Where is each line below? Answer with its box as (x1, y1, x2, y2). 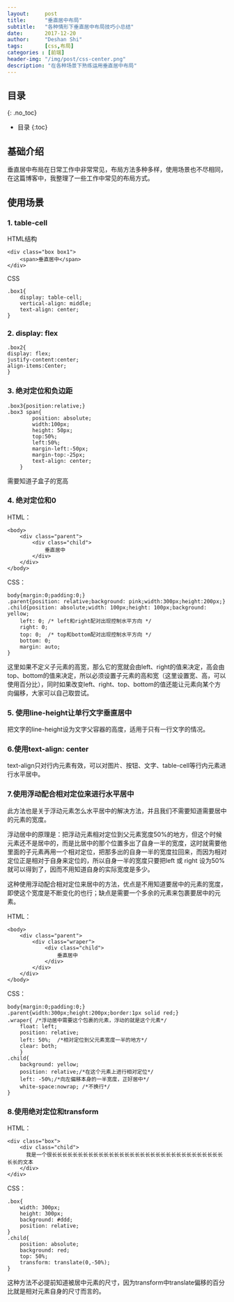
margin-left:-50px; (32, 445, 89, 452)
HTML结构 (7, 235, 38, 243)
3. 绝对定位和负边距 (7, 386, 73, 396)
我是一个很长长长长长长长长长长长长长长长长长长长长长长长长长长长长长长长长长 (25, 1151, 223, 1159)
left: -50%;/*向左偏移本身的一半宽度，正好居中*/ (19, 1076, 150, 1083)
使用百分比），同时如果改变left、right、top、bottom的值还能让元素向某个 (7, 680, 215, 688)
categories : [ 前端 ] (7, 50, 65, 57)
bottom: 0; (19, 637, 52, 644)
